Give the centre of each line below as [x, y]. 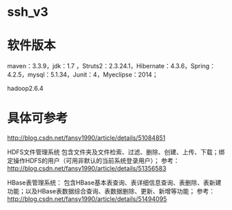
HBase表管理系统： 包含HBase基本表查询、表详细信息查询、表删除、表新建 [114, 182]
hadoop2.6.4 [25, 88]
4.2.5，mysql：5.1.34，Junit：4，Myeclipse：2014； [83, 75]
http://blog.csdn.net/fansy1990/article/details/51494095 [87, 199]
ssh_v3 [28, 12]
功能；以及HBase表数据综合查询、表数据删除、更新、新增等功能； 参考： [111, 191]
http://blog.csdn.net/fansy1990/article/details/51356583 [87, 169]
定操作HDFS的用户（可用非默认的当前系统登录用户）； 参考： [93, 161]
